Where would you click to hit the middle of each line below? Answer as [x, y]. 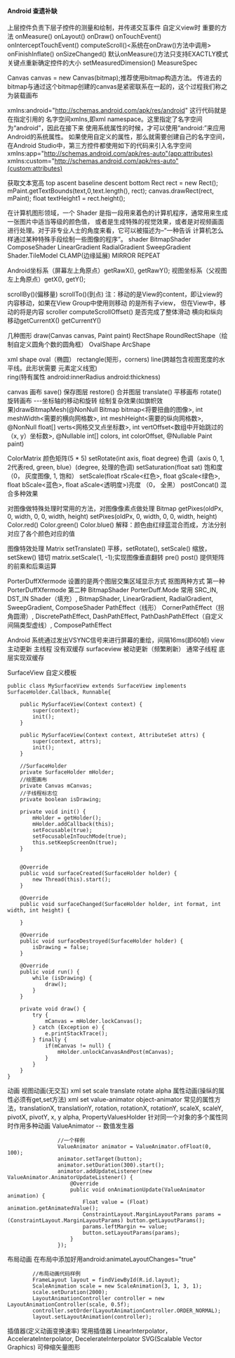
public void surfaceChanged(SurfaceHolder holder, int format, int [120, 905]
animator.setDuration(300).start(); [111, 1165]
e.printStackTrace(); [76, 1034]
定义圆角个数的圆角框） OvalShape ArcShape [85, 344]
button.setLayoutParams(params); [131, 1233]
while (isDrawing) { [62, 979]
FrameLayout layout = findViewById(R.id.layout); [106, 1280]
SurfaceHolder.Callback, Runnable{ [59, 692]
